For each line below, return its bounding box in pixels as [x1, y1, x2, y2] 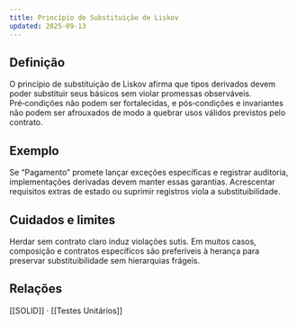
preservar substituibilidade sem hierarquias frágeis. [9, 255, 201, 265]
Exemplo [9, 143, 59, 158]
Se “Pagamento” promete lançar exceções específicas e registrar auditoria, [9, 167, 289, 178]
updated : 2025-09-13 [9, 22, 87, 31]
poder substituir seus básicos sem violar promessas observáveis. [9, 88, 252, 99]
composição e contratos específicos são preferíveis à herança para [9, 245, 260, 256]
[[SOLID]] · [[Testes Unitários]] [9, 305, 123, 316]
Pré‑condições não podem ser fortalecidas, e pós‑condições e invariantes [9, 98, 283, 109]
